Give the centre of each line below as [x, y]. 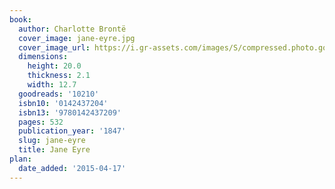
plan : [20, 159]
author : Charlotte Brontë [72, 29]
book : [20, 19]
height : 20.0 [54, 66]
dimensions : [43, 57]
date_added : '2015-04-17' [72, 168]
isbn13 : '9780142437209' [70, 112]
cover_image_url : [54, 47]
